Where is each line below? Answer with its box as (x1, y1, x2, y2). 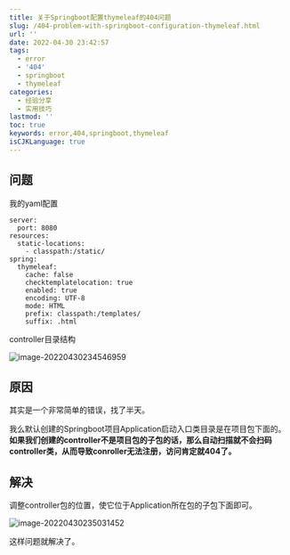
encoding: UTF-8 (25, 293, 86, 303)
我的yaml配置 (9, 198, 59, 208)
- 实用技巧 (17, 104, 52, 113)
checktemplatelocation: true (25, 278, 133, 287)
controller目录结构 (9, 333, 76, 344)
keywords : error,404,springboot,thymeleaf (9, 129, 169, 138)
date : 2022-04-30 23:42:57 (9, 37, 109, 47)
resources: (9, 231, 50, 241)
